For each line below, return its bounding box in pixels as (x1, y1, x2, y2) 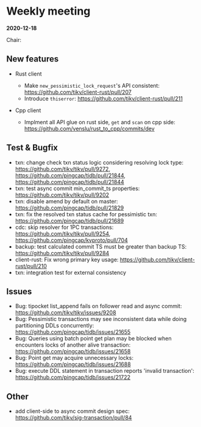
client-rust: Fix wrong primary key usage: (15, 256, 119, 263)
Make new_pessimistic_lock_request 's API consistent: (24, 82, 160, 89)
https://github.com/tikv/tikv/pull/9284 (15, 249, 110, 256)
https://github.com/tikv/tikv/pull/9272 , (15, 165, 111, 172)
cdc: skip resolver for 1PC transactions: (15, 224, 114, 231)
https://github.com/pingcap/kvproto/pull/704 (15, 236, 128, 244)
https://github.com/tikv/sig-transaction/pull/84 (15, 414, 132, 422)
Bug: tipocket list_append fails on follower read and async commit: (15, 303, 182, 310)
